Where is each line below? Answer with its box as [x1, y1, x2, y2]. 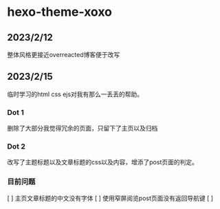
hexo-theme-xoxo [7, 4, 112, 20]
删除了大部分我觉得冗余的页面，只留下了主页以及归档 [7, 124, 158, 133]
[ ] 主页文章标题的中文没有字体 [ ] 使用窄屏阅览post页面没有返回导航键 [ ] [7, 194, 214, 202]
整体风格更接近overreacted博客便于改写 [7, 51, 120, 58]
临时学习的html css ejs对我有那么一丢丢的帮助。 [7, 90, 144, 98]
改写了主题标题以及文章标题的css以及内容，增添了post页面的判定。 [7, 158, 198, 166]
